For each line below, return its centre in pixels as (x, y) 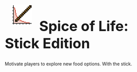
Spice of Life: (84, 26)
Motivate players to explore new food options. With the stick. (68, 64)
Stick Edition (47, 43)
